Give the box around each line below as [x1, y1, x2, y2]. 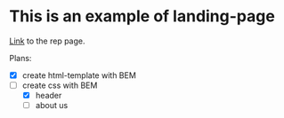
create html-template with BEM [21, 69, 136, 81]
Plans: [9, 52, 32, 63]
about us [35, 100, 69, 111]
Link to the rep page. [9, 35, 85, 46]
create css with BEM [21, 80, 98, 90]
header [35, 90, 62, 101]
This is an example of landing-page [9, 6, 276, 27]
